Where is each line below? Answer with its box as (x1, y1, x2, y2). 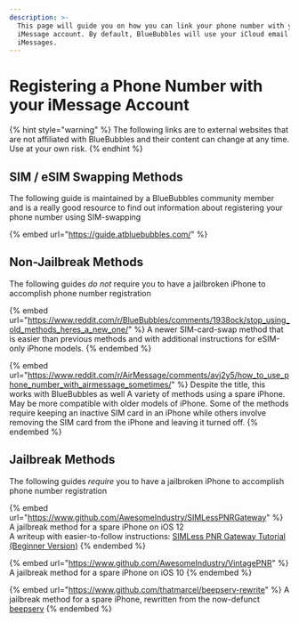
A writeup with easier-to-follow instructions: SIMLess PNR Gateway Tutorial (9, 530, 287, 541)
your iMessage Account (9, 95, 190, 116)
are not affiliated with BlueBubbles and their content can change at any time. (9, 134, 290, 145)
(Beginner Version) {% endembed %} (9, 540, 147, 551)
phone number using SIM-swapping (9, 212, 141, 222)
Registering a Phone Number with (9, 77, 263, 96)
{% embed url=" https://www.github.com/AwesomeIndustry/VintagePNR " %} (9, 557, 289, 568)
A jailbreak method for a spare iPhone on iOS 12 (9, 522, 184, 532)
